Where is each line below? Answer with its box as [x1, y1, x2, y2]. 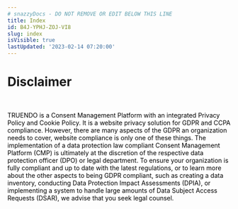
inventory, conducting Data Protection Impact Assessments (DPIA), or [7, 179, 211, 187]
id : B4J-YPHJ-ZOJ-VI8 [7, 23, 72, 30]
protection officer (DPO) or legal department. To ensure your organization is [7, 156, 229, 164]
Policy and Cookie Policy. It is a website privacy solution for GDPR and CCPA [7, 118, 231, 127]
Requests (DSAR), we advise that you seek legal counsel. [7, 193, 174, 202]
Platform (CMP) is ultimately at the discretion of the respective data [7, 148, 204, 157]
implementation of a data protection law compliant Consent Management [7, 141, 221, 149]
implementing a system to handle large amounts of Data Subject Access [7, 186, 217, 195]
